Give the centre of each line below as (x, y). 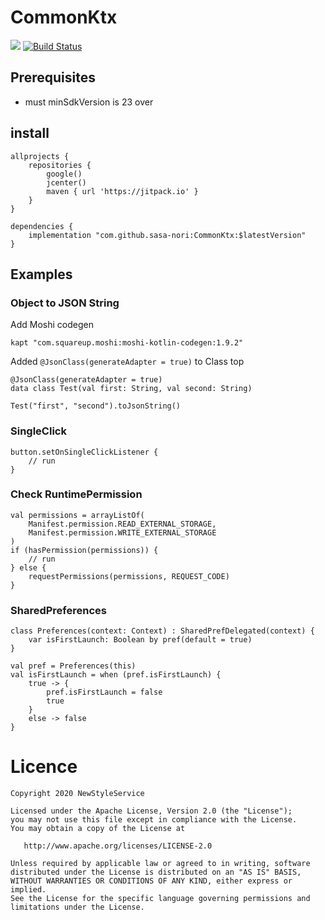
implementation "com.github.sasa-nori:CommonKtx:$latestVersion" (167, 235)
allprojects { (40, 156)
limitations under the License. (77, 907)
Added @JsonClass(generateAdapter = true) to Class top (127, 362)
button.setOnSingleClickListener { (84, 452)
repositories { (60, 165)
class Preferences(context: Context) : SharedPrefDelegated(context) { (162, 631)
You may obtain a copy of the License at (98, 829)
